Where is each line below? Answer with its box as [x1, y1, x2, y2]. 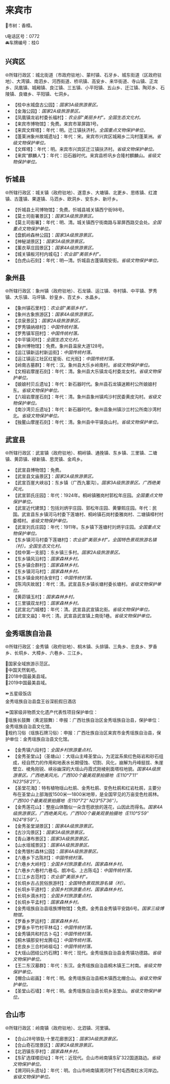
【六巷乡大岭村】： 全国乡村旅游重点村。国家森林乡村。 [12, 861, 126, 867]
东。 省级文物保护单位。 [12, 388, 62, 394]
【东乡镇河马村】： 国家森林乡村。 [12, 569, 82, 575]
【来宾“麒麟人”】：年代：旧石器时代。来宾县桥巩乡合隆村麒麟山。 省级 [12, 152, 157, 158]
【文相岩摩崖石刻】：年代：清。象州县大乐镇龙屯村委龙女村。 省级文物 [12, 368, 157, 374]
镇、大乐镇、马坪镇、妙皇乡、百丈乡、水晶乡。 [5, 294, 103, 300]
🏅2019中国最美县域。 [5, 680, 50, 685]
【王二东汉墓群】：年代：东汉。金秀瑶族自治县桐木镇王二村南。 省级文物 [12, 962, 161, 968]
